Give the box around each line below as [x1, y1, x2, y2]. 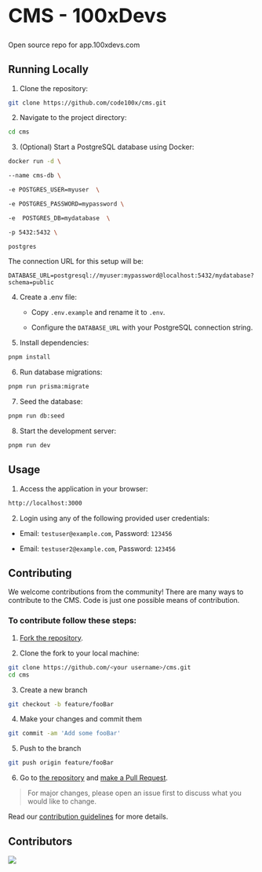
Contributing [8, 567, 72, 580]
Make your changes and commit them [19, 714, 143, 724]
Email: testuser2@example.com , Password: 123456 [19, 544, 176, 553]
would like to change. [27, 797, 96, 806]
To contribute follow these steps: [8, 615, 137, 626]
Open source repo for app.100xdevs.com [8, 40, 140, 49]
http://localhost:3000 [8, 499, 82, 507]
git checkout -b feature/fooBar [8, 700, 114, 708]
